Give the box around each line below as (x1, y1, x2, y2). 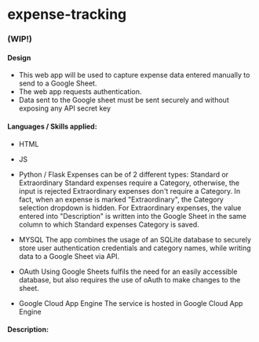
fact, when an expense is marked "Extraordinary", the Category (18, 195, 224, 204)
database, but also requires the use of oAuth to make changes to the (18, 275, 241, 284)
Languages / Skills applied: (7, 122, 97, 131)
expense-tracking (7, 5, 127, 24)
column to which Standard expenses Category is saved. (18, 220, 199, 229)
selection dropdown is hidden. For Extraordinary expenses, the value (18, 202, 242, 213)
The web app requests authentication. (18, 87, 142, 96)
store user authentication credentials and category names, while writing (18, 243, 252, 253)
